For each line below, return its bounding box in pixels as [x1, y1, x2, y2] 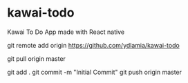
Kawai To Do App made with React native [7, 28, 125, 36]
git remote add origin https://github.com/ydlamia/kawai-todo [7, 41, 180, 49]
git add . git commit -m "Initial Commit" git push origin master [7, 68, 182, 76]
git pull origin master [7, 54, 66, 63]
